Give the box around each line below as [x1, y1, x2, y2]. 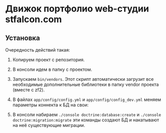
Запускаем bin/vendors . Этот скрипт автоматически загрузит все [12, 76, 154, 82]
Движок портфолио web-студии [5, 3, 149, 15]
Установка [5, 34, 40, 42]
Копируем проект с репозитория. [12, 57, 85, 63]
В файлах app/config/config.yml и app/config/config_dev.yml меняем [12, 96, 161, 102]
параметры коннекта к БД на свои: [12, 102, 89, 108]
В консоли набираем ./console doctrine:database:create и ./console [12, 111, 161, 117]
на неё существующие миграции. [12, 122, 85, 128]
